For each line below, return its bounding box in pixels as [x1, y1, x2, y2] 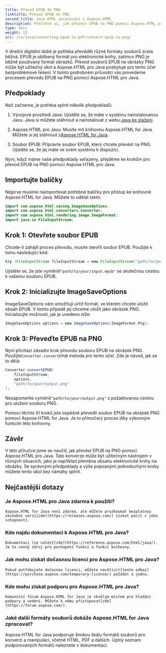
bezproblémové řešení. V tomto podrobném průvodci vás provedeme [5, 69, 146, 75]
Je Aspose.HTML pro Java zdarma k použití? [5, 498, 115, 505]
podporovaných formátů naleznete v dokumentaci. [5, 642, 108, 648]
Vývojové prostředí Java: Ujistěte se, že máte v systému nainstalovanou [12, 112, 159, 118]
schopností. [5, 518, 30, 523]
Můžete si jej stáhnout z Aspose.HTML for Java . [12, 131, 109, 137]
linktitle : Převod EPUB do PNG [5, 12, 70, 17]
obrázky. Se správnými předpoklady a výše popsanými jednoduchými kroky [5, 463, 159, 470]
